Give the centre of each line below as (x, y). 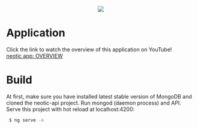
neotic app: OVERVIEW (34, 56)
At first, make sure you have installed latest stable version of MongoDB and (99, 96)
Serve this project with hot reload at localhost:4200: (70, 109)
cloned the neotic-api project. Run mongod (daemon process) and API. (94, 103)
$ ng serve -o (26, 120)
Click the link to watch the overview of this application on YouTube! (89, 49)
